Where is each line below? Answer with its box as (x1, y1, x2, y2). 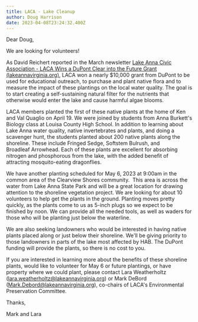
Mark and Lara (6, 311, 42, 318)
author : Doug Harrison (6, 14, 62, 20)
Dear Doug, (6, 36, 34, 43)
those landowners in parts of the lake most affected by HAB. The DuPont (6, 238, 183, 246)
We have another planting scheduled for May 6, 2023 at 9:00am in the (6, 170, 177, 177)
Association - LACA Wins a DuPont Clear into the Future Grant (6, 65, 157, 72)
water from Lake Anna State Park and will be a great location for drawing (6, 183, 183, 190)
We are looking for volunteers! (6, 47, 80, 55)
